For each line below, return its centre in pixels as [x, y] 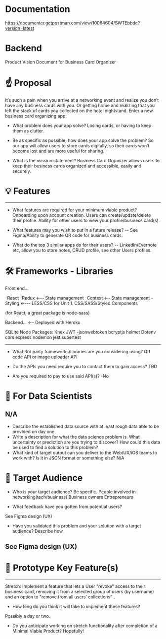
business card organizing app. [36, 116]
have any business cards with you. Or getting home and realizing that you [80, 105]
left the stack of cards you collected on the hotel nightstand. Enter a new [79, 111]
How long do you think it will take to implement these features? [76, 606]
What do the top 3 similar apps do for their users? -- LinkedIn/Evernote [84, 245]
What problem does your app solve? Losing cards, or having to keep [82, 126]
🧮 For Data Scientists [49, 396]
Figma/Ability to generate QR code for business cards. [67, 235]
